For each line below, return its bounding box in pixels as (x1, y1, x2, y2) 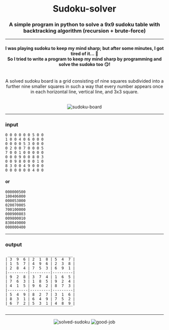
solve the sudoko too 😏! (58, 61, 111, 68)
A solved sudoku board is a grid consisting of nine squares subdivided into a (5, 78, 164, 84)
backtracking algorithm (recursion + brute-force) (23, 27, 146, 34)
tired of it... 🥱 (70, 51, 99, 57)
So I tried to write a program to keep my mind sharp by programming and (7, 56, 162, 62)
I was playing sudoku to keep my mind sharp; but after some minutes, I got (5, 45, 164, 51)
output (5, 241, 22, 248)
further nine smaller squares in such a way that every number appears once (6, 83, 163, 89)
